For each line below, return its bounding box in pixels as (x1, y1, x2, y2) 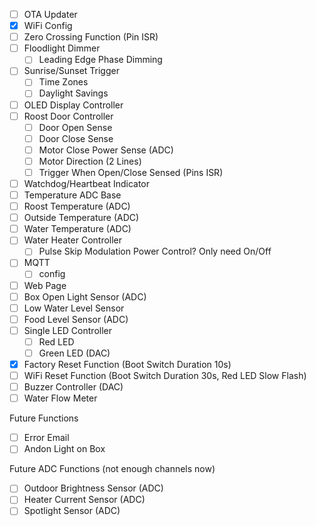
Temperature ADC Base (23, 189, 122, 201)
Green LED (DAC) (38, 347, 111, 359)
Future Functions (9, 412, 79, 424)
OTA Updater (23, 9, 78, 20)
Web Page (23, 279, 67, 291)
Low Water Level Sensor (23, 302, 125, 314)
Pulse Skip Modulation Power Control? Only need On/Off (38, 245, 272, 258)
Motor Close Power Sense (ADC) (38, 144, 174, 156)
